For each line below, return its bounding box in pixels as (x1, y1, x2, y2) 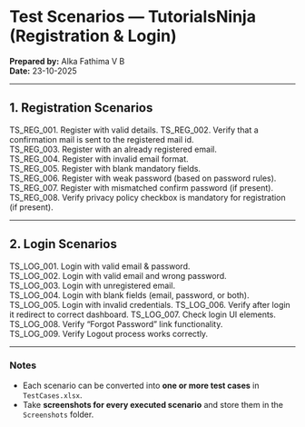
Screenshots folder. (22, 409, 94, 420)
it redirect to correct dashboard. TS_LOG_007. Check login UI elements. (9, 309, 277, 320)
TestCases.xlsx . (22, 389, 84, 401)
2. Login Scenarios (9, 236, 118, 252)
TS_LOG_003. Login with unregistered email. (9, 280, 175, 291)
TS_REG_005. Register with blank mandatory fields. (9, 163, 202, 174)
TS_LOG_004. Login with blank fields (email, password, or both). (9, 289, 250, 301)
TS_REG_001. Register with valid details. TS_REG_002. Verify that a (9, 124, 259, 135)
